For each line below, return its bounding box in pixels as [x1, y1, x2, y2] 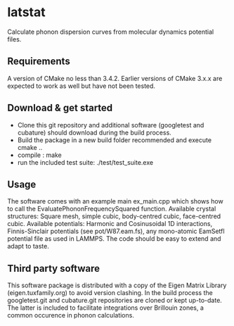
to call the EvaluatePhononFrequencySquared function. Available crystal [7, 205, 216, 213]
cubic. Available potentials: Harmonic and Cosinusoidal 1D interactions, [7, 220, 213, 228]
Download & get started [7, 102, 113, 114]
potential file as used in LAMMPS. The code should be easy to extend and [7, 234, 221, 243]
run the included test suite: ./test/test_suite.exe [17, 158, 153, 166]
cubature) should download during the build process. [17, 128, 172, 137]
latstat [7, 4, 46, 20]
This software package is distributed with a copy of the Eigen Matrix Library [7, 281, 227, 289]
